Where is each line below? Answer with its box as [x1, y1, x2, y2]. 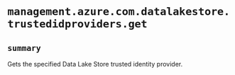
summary [7, 42, 41, 53]
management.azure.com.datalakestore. [7, 5, 231, 18]
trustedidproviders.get [7, 18, 148, 31]
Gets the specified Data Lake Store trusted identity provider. [7, 60, 183, 68]
